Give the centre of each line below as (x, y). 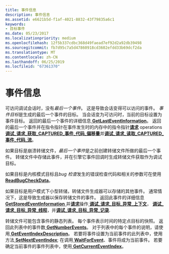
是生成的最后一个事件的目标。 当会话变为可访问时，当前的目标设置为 (90, 115)
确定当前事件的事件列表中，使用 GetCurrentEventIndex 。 (66, 246)
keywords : (16, 24)
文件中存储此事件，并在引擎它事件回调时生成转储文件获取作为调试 (93, 157)
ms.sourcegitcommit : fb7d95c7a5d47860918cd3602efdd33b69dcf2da (74, 48)
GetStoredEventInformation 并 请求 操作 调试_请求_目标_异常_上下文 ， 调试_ (84, 204)
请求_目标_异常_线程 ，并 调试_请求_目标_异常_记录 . (58, 210)
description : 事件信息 (28, 15)
